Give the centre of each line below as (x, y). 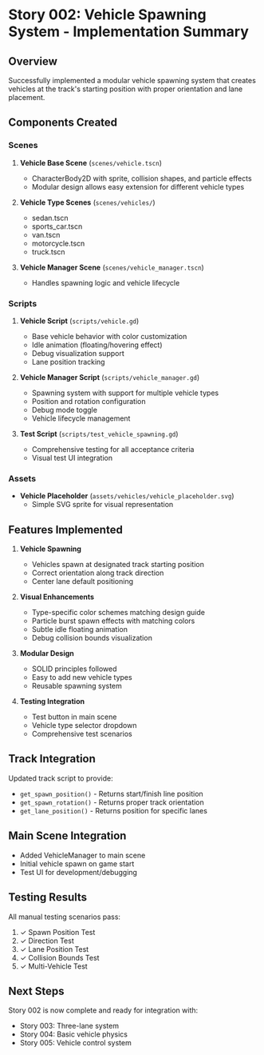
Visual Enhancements (57, 597)
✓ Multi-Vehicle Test (53, 966)
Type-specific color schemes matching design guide (118, 613)
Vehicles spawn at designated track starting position (118, 565)
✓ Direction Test (47, 941)
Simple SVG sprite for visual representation (102, 505)
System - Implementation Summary (128, 32)
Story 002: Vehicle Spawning (107, 15)
